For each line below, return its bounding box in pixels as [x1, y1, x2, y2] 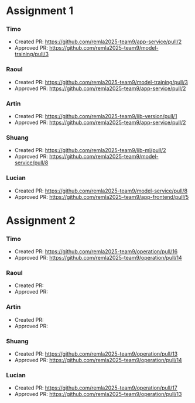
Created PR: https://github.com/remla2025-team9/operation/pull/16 [14, 248, 178, 255]
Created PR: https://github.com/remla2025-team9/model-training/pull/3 [14, 78, 189, 85]
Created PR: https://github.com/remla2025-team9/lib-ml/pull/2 [14, 147, 166, 154]
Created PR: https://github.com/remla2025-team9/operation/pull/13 [14, 350, 178, 357]
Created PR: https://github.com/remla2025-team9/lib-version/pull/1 [14, 113, 177, 120]
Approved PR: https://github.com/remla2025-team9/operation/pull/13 [14, 391, 182, 398]
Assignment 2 [6, 213, 76, 227]
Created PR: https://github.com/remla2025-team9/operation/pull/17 [14, 384, 177, 391]
